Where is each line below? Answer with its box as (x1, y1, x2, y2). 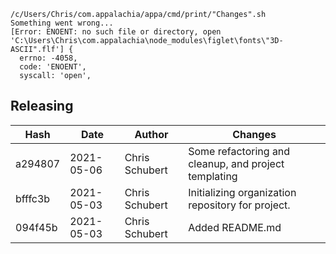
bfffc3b (15, 191, 51, 205)
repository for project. (188, 198, 291, 212)
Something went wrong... (10, 18, 114, 28)
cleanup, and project (188, 156, 285, 170)
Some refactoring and (188, 144, 291, 158)
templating (188, 169, 238, 183)
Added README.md (188, 220, 282, 234)
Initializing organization (188, 185, 297, 199)
